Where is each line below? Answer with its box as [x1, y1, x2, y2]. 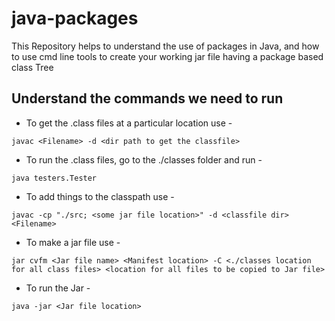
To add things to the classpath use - [25, 190, 175, 202]
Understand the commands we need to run [11, 90, 284, 107]
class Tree [11, 61, 54, 73]
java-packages [11, 7, 139, 30]
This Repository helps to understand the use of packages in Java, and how [11, 40, 320, 52]
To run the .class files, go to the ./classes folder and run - [25, 153, 263, 166]
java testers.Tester [11, 173, 98, 183]
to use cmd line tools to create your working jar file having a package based [11, 50, 324, 62]
